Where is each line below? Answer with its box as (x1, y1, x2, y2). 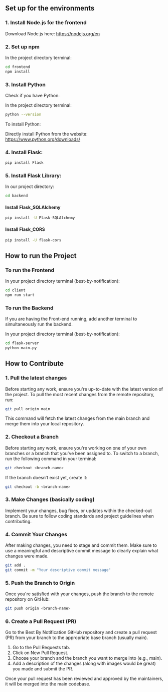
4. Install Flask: (5, 149, 43, 156)
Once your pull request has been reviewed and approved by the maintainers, (5, 675, 163, 682)
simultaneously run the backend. (5, 321, 73, 327)
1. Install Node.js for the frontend (5, 19, 87, 26)
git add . (5, 563, 26, 568)
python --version (5, 112, 42, 117)
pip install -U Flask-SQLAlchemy (5, 215, 75, 221)
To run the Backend (5, 304, 54, 311)
